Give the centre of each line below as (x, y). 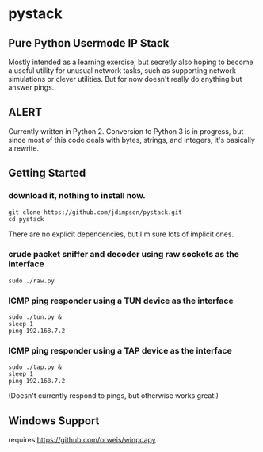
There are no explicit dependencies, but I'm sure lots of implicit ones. (121, 234)
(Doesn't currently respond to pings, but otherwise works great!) (114, 396)
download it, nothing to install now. (77, 196)
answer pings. (31, 87)
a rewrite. (24, 148)
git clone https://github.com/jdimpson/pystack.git (95, 212)
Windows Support (54, 421)
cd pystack (26, 219)
